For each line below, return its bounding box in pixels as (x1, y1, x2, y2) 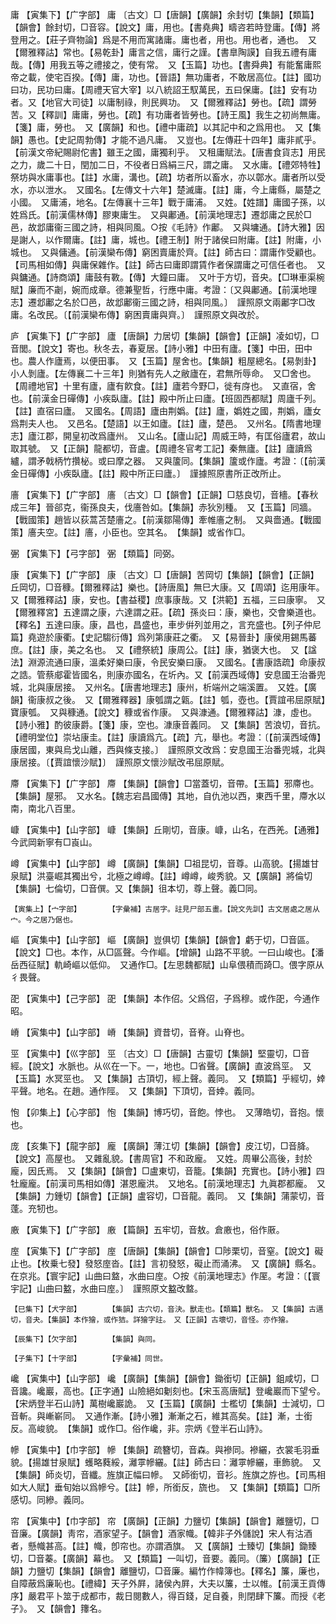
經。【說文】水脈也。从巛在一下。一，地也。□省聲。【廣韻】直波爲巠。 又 (10, 1060, 312, 1072)
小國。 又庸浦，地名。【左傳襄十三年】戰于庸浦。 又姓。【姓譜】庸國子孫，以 (10, 196, 326, 208)
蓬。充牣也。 (10, 1203, 63, 1214)
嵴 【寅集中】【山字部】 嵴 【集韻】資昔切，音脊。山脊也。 (10, 1026, 250, 1038)
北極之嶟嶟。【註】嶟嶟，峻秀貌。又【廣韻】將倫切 (106, 870, 313, 882)
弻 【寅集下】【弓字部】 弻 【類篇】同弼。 (10, 548, 180, 559)
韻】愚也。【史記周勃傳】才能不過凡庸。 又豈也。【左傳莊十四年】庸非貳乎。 (10, 134, 322, 145)
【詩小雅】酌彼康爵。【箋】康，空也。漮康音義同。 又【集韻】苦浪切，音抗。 (10, 719, 326, 730)
